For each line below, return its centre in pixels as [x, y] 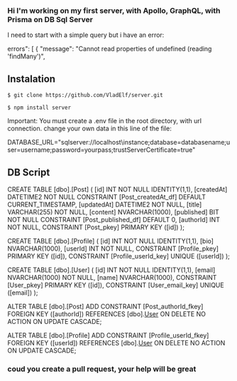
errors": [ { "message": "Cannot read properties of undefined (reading [110, 49]
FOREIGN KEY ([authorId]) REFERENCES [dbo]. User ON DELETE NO [106, 314]
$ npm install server [39, 108]
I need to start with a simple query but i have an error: [86, 35]
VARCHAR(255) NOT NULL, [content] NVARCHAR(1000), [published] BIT [113, 212]
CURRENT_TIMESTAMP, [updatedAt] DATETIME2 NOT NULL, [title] [105, 204]
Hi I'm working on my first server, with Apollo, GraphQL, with [114, 11]
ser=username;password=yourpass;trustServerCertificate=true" [101, 150]
